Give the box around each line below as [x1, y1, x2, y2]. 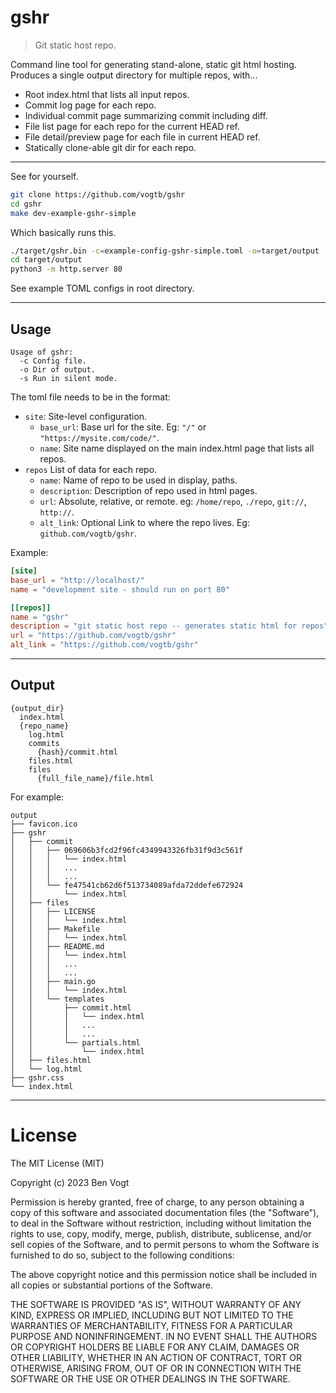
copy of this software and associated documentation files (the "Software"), [10, 1206, 320, 1218]
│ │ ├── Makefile [10, 924, 101, 934]
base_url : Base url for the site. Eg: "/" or [39, 421, 207, 433]
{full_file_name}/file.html [36, 773, 155, 783]
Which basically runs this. [10, 226, 117, 238]
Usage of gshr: [10, 347, 74, 357]
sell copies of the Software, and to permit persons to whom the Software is [10, 1238, 320, 1250]
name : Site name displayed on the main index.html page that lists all [39, 442, 315, 454]
